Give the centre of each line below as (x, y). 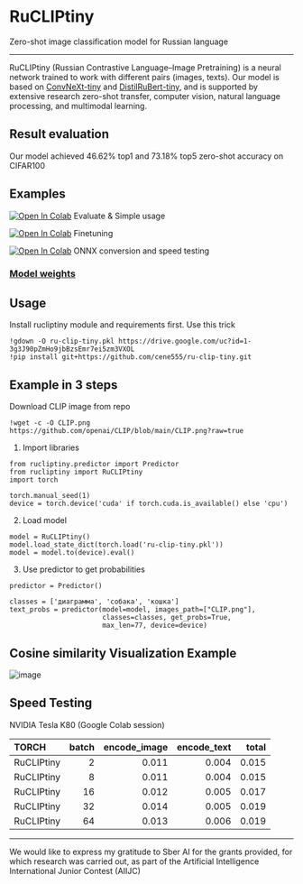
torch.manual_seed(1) (50, 496)
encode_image (136, 747)
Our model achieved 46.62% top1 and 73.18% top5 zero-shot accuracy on (147, 156)
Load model (45, 520)
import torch (34, 480)
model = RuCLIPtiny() (50, 537)
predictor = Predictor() (56, 586)
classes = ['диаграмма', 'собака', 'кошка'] (94, 602)
